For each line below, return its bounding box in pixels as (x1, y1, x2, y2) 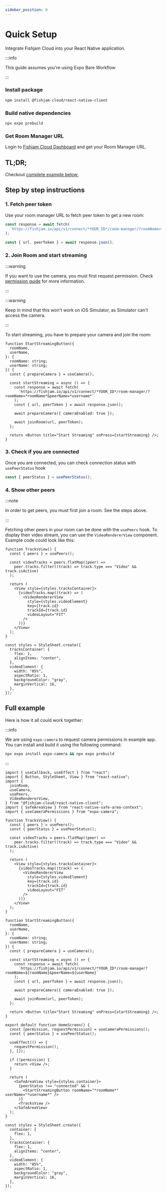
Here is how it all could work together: (5, 717, 83, 723)
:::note (5, 497, 18, 503)
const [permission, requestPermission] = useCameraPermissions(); (9, 1027, 150, 1032)
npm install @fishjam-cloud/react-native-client (5, 98, 108, 102)
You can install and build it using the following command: (5, 742, 122, 748)
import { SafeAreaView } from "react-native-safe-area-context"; (5, 804, 143, 810)
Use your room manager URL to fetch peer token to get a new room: (5, 212, 145, 218)
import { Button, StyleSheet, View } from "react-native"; (5, 774, 130, 779)
